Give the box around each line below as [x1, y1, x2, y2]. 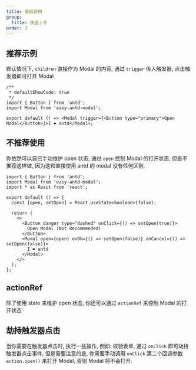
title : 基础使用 [6, 8, 42, 15]
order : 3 [6, 25, 28, 31]
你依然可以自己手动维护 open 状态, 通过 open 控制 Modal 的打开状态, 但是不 [6, 155, 188, 162]
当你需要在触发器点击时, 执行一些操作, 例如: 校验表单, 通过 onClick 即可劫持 [6, 342, 189, 349]
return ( [11, 210, 33, 216]
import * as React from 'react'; [6, 184, 88, 190]
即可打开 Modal [16, 73, 54, 80]
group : [6, 14, 22, 20]
